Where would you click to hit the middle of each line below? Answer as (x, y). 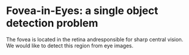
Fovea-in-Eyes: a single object (82, 11)
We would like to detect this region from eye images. (70, 46)
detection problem (52, 23)
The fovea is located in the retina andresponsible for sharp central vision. (95, 39)
